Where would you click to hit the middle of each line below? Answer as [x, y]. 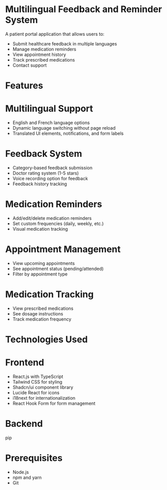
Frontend [25, 363]
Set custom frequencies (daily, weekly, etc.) [58, 224]
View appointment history [39, 55]
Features [24, 86]
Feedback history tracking [40, 184]
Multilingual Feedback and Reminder [84, 9]
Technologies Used [47, 340]
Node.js [21, 472]
